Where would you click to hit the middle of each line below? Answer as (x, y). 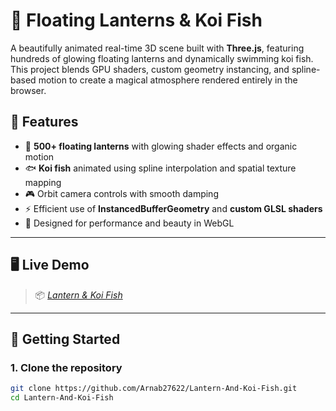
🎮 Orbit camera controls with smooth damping (121, 193)
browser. (28, 90)
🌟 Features (44, 122)
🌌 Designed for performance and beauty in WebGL (129, 223)
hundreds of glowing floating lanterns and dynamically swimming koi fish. (162, 58)
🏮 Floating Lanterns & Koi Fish (136, 20)
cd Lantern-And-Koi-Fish (62, 398)
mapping (43, 182)
